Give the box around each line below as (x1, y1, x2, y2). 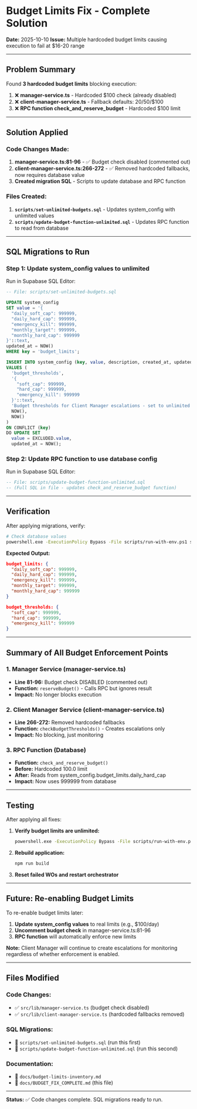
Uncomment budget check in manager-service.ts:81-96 (14, 927, 151, 934)
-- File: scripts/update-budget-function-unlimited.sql (6, 479, 145, 486)
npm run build (14, 861, 49, 866)
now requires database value (14, 172, 85, 179)
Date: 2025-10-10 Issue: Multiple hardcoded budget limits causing (6, 36, 167, 43)
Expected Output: (6, 550, 50, 557)
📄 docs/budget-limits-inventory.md (14, 1073, 101, 1080)
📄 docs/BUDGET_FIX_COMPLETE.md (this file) (14, 1079, 113, 1086)
